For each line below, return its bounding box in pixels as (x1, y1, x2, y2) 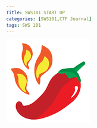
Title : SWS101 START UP (6, 10, 65, 15)
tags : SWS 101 (6, 22, 42, 28)
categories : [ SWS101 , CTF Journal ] (6, 15, 92, 22)
